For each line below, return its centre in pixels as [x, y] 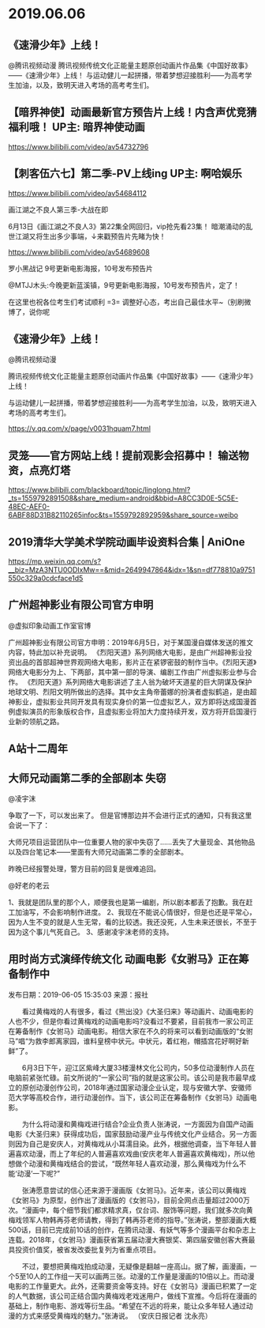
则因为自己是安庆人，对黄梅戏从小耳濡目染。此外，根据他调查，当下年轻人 [129, 1144]
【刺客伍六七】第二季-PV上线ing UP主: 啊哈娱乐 [125, 174]
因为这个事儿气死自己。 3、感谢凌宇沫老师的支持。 [91, 932]
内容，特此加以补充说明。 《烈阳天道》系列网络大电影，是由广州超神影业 [127, 652]
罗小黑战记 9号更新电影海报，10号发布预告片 [81, 268]
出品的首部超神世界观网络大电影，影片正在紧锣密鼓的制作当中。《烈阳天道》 [136, 662]
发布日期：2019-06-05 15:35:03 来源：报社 [78, 994]
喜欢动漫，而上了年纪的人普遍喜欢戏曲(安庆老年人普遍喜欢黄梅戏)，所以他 [135, 1153]
